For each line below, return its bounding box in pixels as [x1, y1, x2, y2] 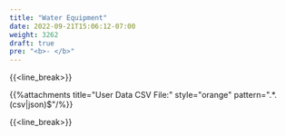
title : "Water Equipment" [9, 13, 107, 23]
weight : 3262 [9, 30, 59, 39]
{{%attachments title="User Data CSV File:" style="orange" [9, 90, 232, 101]
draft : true [9, 38, 54, 48]
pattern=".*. [233, 90, 277, 101]
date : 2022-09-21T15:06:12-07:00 [9, 22, 136, 31]
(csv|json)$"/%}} [9, 99, 74, 110]
